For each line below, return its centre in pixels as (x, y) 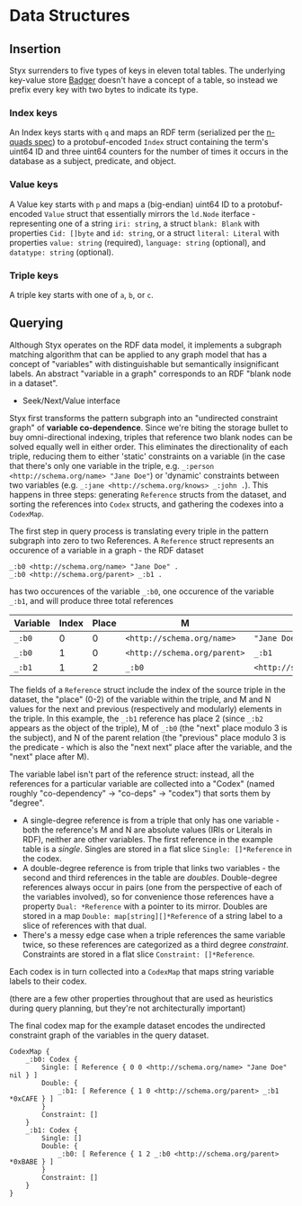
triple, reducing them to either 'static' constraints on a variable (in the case (147, 456)
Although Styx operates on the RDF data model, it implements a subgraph (146, 345)
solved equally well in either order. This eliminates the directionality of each (149, 446)
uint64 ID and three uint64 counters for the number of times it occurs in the (149, 152)
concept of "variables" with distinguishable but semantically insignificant (144, 364)
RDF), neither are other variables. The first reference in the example (147, 839)
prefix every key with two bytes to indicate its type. (104, 90)
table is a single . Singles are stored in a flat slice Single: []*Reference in (157, 849)
